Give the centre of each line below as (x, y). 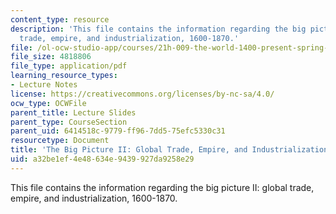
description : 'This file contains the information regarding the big (158, 29)
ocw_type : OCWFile (48, 103)
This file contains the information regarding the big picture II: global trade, (162, 187)
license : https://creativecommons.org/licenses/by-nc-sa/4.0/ (142, 94)
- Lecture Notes (44, 85)
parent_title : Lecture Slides (73, 112)
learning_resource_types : (64, 76)
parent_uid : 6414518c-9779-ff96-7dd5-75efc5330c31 (118, 131)
